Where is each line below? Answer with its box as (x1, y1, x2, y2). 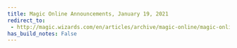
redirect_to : (7, 17, 46, 24)
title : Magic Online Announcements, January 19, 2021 (7, 10, 169, 18)
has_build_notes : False (7, 30, 78, 37)
